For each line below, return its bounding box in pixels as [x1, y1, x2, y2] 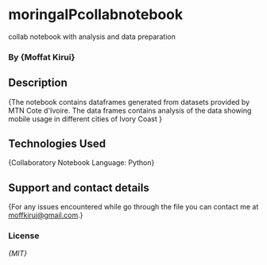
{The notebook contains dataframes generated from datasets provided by [8, 97, 250, 106]
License [8, 230, 40, 241]
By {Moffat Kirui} [8, 52, 75, 63]
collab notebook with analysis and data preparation [8, 32, 176, 41]
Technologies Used [8, 137, 106, 151]
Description [8, 76, 68, 90]
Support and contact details [8, 181, 149, 194]
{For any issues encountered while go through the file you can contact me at [8, 202, 259, 212]
